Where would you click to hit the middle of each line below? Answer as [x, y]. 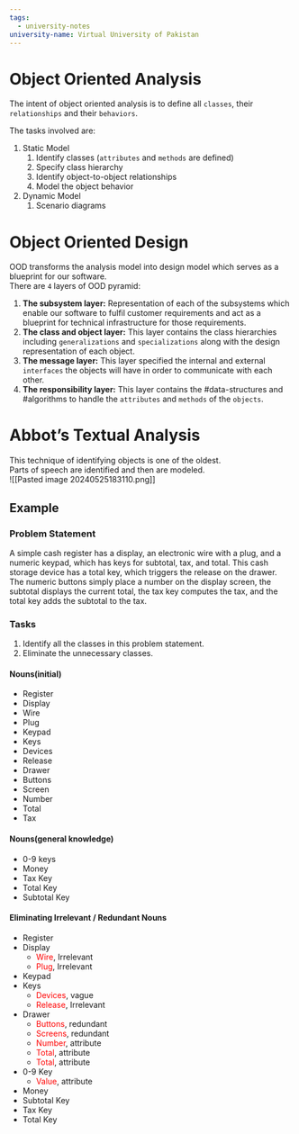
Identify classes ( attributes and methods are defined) [135, 157]
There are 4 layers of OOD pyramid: [75, 286]
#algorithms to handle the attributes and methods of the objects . [143, 399]
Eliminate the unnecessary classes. [87, 653]
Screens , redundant [72, 1033]
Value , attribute [64, 1081]
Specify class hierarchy [79, 167]
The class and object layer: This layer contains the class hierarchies [149, 332]
